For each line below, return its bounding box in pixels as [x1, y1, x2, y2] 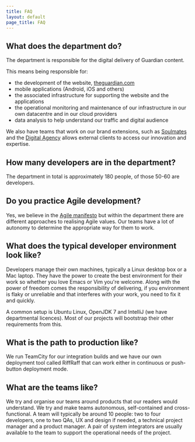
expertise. [6, 141, 30, 148]
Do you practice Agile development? [6, 196, 141, 206]
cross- [174, 405, 190, 412]
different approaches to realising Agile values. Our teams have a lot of [6, 218, 174, 225]
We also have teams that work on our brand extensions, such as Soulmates [6, 128, 187, 135]
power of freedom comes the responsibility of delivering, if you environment [6, 285, 190, 292]
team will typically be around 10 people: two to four [37, 410, 161, 417]
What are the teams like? [6, 382, 98, 392]
